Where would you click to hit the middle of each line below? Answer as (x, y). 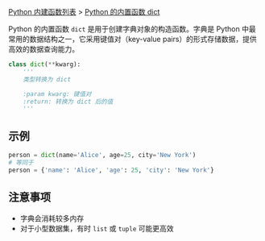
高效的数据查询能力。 (43, 49)
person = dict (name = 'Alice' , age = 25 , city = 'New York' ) (102, 156)
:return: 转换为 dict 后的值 (68, 102)
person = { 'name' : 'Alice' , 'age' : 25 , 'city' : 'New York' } (112, 170)
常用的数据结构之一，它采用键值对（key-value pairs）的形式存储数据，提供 (133, 39)
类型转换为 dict (47, 79)
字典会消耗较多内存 (52, 218)
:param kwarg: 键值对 (57, 94)
